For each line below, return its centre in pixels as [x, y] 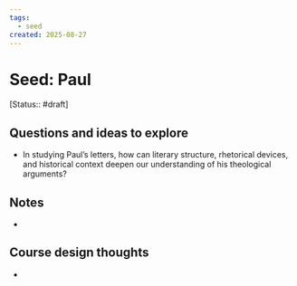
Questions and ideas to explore [99, 133]
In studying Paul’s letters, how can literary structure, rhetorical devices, [155, 155]
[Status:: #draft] [39, 104]
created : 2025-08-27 [48, 34]
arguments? [45, 174]
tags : [19, 18]
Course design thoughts [79, 253]
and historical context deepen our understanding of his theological [147, 165]
